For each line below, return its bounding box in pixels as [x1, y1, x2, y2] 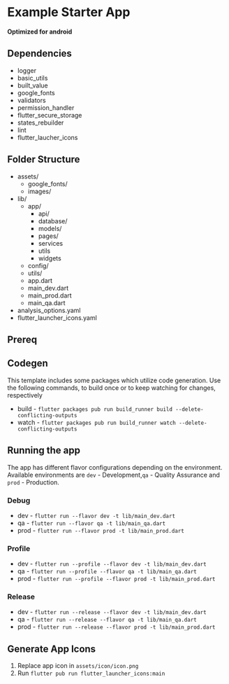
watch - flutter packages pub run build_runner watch [17, 418, 176, 426]
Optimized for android [7, 27, 73, 36]
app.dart [27, 276, 53, 284]
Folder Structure [7, 153, 80, 165]
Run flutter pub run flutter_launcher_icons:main [17, 669, 165, 678]
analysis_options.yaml [17, 306, 82, 314]
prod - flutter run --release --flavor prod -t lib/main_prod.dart [17, 622, 216, 631]
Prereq [7, 333, 37, 345]
